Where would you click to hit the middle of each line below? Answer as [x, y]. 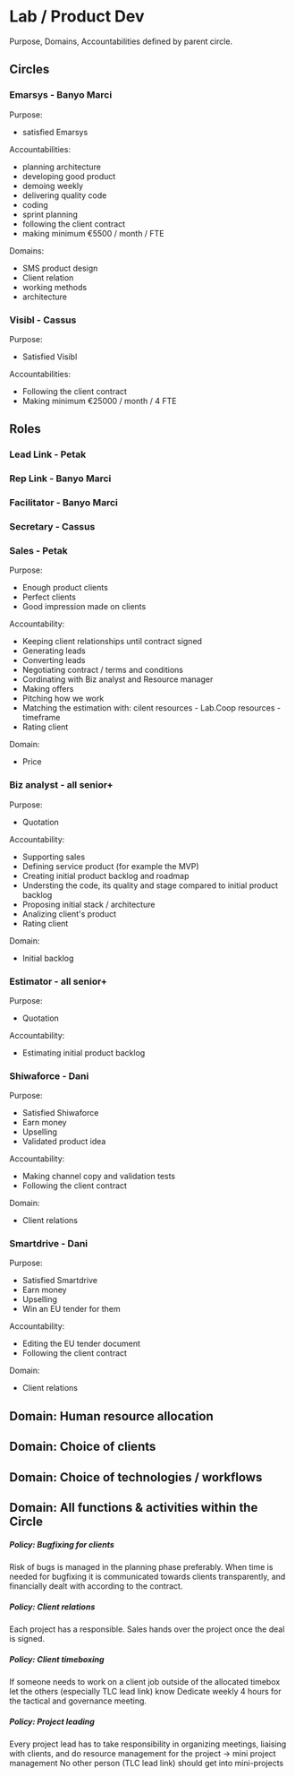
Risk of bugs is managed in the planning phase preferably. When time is [141, 1567]
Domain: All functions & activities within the [134, 1508]
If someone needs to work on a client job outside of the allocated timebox [145, 1681]
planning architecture [61, 167]
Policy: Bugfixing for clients [62, 1544]
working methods [55, 287]
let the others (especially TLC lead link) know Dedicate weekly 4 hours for [145, 1691]
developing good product [69, 176]
